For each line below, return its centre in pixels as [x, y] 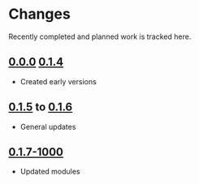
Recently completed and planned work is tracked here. [100, 36]
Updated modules [50, 172]
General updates [48, 126]
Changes [39, 14]
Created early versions [58, 81]
